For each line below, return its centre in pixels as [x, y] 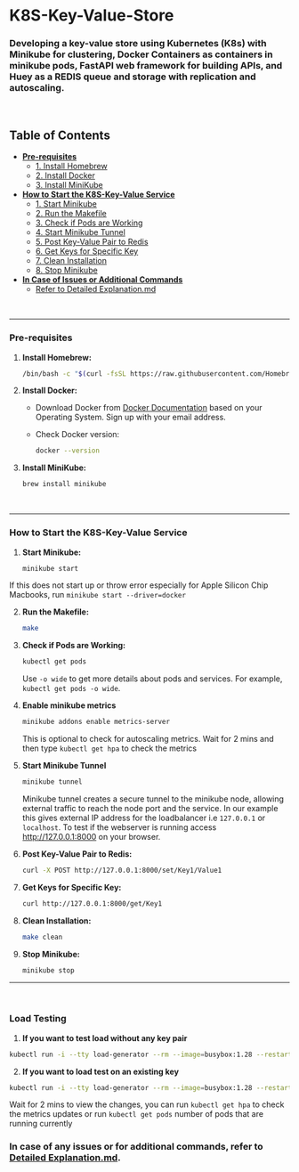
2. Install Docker [65, 175]
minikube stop [48, 970]
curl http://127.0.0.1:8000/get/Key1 [92, 903]
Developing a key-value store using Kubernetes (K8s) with [138, 44]
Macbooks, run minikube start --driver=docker [98, 595]
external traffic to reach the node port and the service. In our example [150, 808]
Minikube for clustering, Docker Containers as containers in [141, 54]
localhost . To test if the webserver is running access [119, 827]
